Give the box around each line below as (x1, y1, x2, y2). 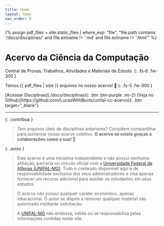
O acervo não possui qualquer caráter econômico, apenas (17, 191, 134, 197)
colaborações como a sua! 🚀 (17, 136, 76, 142)
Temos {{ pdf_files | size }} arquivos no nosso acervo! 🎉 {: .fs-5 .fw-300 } (5, 82, 153, 88)
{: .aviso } (5, 146, 24, 152)
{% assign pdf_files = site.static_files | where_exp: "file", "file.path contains (5, 30, 156, 36)
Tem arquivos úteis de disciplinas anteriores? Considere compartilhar (17, 126, 157, 132)
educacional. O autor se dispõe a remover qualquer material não (17, 196, 146, 202)
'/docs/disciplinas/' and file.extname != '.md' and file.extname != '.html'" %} (5, 35, 157, 41)
